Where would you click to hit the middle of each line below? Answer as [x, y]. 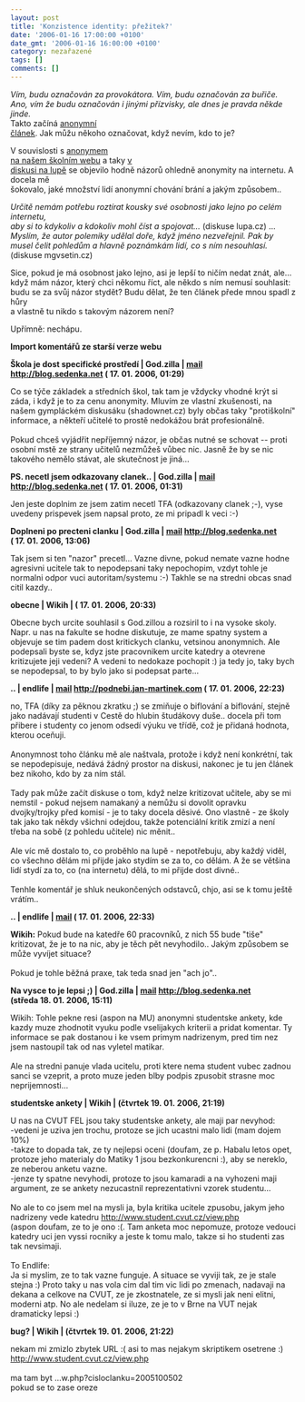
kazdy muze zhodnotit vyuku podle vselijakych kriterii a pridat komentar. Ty [152, 1027]
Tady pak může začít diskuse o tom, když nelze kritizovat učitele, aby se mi [151, 792]
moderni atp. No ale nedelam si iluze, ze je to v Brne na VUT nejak [134, 1304]
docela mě [30, 179]
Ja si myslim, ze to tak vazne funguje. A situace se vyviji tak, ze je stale [143, 1275]
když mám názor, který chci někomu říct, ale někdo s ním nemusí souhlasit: [151, 282]
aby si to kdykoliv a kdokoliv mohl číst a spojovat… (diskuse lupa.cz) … [143, 226]
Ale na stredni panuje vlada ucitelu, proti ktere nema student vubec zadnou [151, 1066]
